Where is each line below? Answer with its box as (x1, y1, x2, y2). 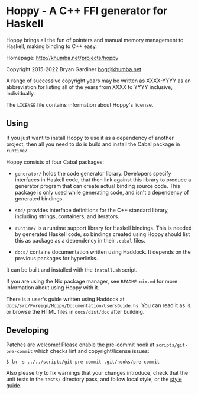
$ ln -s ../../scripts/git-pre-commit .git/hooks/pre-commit (6, 359, 160, 365)
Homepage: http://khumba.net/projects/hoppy (6, 54, 119, 61)
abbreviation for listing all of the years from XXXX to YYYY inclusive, (6, 83, 173, 90)
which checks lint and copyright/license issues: (34, 347, 150, 354)
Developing (6, 325, 49, 336)
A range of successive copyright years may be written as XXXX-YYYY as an (6, 77, 191, 84)
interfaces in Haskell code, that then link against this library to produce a (14, 176, 191, 183)
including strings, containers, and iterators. (14, 212, 119, 220)
